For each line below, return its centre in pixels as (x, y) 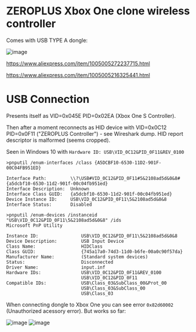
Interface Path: (26, 178)
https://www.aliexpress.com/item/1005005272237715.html (78, 63)
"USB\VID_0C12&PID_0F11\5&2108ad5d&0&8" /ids (64, 220)
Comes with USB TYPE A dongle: (47, 40)
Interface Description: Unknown (48, 189)
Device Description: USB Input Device (65, 241)
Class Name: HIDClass (54, 246)
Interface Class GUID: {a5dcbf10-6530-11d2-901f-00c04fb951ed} (89, 194)
